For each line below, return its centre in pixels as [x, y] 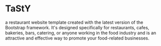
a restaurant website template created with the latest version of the [74, 22]
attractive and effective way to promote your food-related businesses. [77, 38]
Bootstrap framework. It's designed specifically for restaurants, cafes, [77, 27]
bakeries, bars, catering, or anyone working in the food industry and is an [81, 33]
